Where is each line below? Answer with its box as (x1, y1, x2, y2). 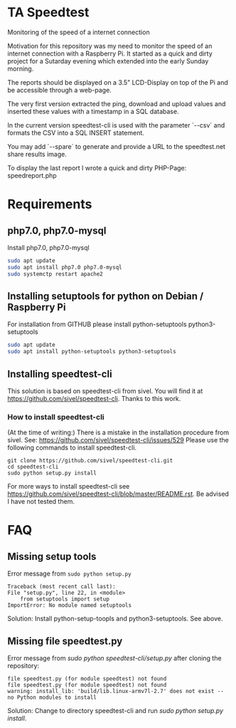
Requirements (7, 197, 92, 212)
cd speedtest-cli (7, 464, 59, 471)
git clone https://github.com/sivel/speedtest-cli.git (7, 457, 173, 464)
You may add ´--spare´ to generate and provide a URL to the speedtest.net (7, 142, 226, 150)
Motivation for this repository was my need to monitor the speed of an (7, 41, 213, 50)
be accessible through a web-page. (7, 85, 112, 94)
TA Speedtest (7, 4, 90, 21)
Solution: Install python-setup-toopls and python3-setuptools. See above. (7, 614, 223, 623)
